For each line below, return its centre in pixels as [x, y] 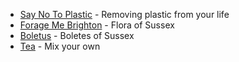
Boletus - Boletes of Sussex [77, 35]
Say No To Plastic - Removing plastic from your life [124, 14]
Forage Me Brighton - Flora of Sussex [97, 25]
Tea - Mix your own [60, 46]
